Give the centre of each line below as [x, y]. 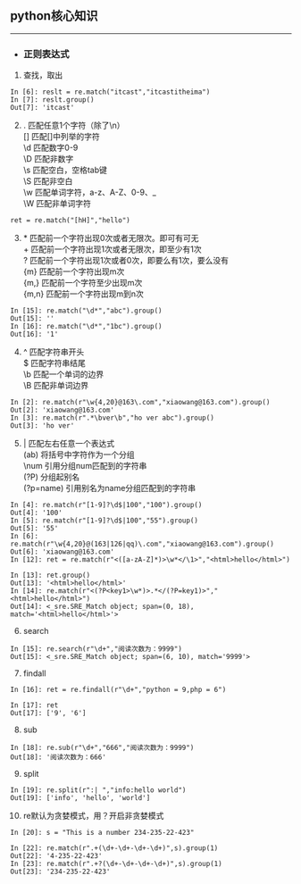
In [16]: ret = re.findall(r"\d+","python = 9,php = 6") [118, 690]
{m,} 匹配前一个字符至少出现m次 [83, 283]
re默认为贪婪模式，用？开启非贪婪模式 [93, 816]
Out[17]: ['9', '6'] [49, 713]
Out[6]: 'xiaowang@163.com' [63, 552]
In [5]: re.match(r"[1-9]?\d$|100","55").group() [105, 521]
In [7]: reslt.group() [52, 100]
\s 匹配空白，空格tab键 [65, 170]
